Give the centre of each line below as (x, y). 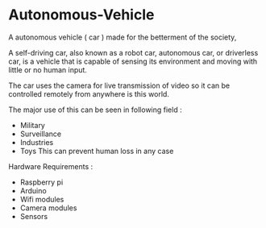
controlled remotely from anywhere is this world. (89, 93)
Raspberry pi (42, 182)
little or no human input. (48, 69)
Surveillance (41, 134)
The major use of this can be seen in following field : (96, 110)
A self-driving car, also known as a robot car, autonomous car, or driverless (133, 52)
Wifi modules (42, 199)
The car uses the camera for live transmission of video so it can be (119, 85)
